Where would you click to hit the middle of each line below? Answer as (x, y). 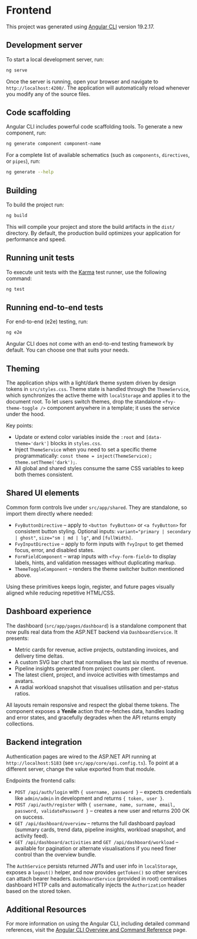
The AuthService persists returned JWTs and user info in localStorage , (92, 866)
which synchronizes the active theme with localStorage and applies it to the (98, 395)
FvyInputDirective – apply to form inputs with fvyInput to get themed (99, 544)
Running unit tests (40, 258)
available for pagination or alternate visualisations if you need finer (95, 848)
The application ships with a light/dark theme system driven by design (91, 383)
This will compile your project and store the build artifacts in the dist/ (91, 226)
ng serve (17, 70)
